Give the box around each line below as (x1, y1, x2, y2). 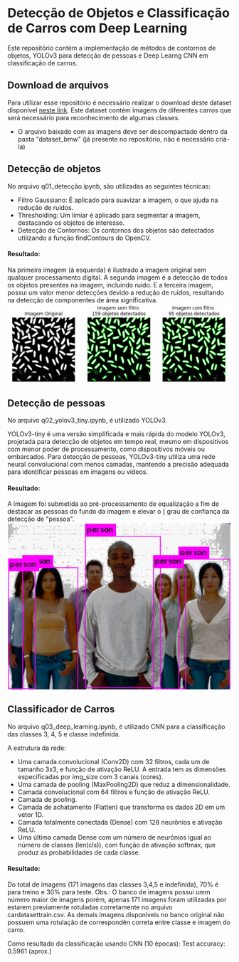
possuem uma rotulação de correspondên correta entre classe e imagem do (7, 918, 231, 926)
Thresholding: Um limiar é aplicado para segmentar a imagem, (17, 211, 201, 219)
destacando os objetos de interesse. (17, 218, 125, 227)
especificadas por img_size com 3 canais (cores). (17, 772, 164, 781)
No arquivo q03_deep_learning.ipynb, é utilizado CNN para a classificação (7, 722, 225, 731)
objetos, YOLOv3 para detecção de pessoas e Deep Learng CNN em (7, 51, 208, 60)
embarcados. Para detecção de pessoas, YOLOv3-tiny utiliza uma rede (7, 453, 216, 461)
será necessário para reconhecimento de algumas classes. (7, 113, 180, 122)
